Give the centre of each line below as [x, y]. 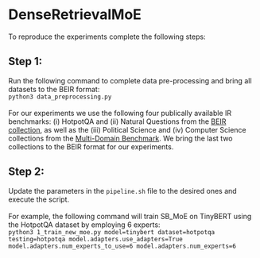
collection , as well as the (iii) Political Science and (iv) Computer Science [127, 129]
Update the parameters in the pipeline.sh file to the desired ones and [122, 191]
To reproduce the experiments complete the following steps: [107, 37]
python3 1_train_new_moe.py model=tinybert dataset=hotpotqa [112, 232]
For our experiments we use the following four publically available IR [120, 113]
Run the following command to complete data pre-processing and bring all [130, 80]
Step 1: [25, 62]
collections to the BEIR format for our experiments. [91, 146]
